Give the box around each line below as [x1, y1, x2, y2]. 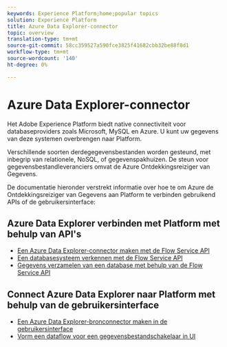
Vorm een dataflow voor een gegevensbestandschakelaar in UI [17, 332, 196, 341]
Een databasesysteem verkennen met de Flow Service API [17, 254, 184, 262]
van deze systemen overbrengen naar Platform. [7, 134, 142, 143]
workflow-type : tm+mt [7, 49, 69, 56]
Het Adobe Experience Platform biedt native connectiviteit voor [7, 120, 186, 128]
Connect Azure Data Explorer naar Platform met [7, 288, 216, 300]
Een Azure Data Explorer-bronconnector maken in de [17, 317, 168, 326]
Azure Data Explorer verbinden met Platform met [7, 218, 220, 229]
